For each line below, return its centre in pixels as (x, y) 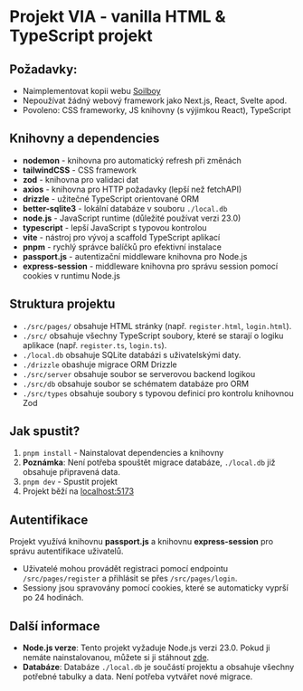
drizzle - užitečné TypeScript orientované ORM (111, 199)
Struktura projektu (62, 304)
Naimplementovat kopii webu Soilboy (91, 91)
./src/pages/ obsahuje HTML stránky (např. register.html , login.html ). (157, 326)
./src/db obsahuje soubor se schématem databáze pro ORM (136, 383)
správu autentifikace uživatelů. (66, 551)
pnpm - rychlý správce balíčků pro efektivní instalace (122, 247)
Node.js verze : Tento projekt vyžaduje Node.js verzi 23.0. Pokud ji (146, 648)
